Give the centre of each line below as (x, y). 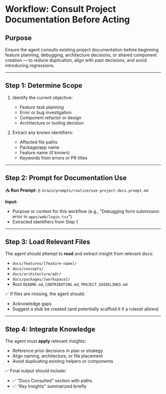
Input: (11, 202)
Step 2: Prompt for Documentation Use (66, 178)
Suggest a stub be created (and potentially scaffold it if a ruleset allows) (85, 309)
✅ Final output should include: (36, 371)
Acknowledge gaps (32, 304)
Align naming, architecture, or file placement (57, 356)
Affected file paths (39, 142)
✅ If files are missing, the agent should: (45, 294)
